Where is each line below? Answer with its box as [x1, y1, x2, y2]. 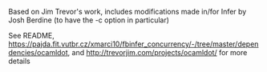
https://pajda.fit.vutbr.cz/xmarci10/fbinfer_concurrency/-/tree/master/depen [8, 39, 259, 49]
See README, [8, 31, 55, 40]
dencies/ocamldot [8, 48, 68, 57]
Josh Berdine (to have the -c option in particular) [8, 15, 170, 25]
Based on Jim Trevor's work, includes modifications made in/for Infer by [8, 7, 247, 16]
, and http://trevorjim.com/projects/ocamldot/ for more [67, 48, 248, 57]
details [8, 56, 30, 66]
